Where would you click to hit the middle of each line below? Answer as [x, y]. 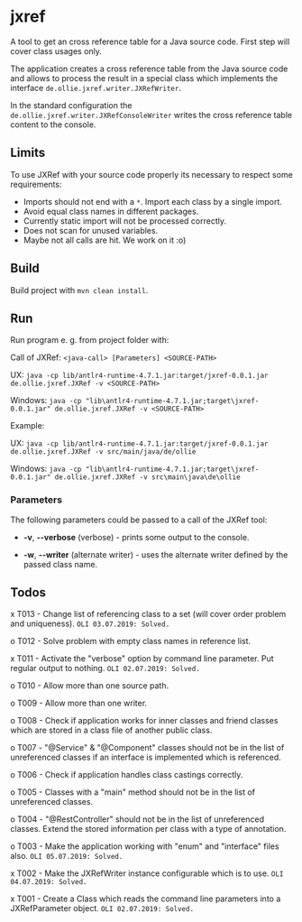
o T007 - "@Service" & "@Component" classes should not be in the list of [147, 748]
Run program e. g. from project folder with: [90, 340]
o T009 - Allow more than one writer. [79, 703]
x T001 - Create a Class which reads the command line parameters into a [146, 899]
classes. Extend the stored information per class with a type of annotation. [148, 829]
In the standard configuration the [71, 105]
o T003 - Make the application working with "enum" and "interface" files [145, 846]
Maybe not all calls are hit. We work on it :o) [105, 240]
